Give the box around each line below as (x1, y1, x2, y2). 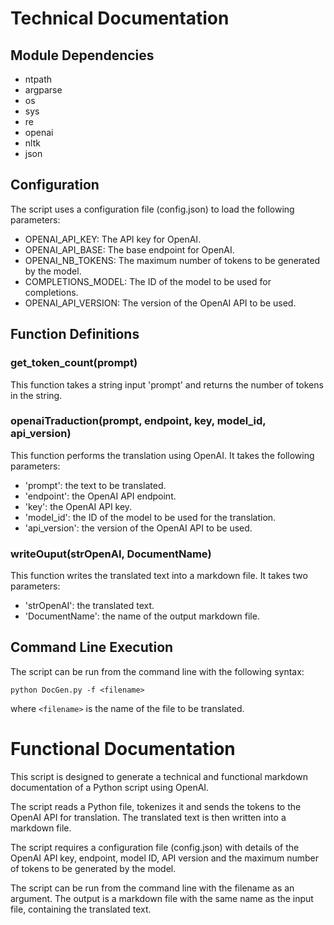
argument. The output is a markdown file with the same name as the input (10, 892, 314, 904)
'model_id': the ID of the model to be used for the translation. (24, 511, 277, 523)
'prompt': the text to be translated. (24, 479, 167, 491)
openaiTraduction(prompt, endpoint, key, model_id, (10, 414, 267, 428)
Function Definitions (10, 326, 140, 343)
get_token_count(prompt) (10, 356, 138, 370)
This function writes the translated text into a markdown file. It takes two (10, 570, 308, 582)
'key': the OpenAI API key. (24, 500, 133, 512)
